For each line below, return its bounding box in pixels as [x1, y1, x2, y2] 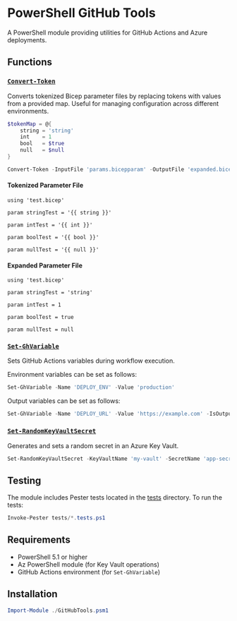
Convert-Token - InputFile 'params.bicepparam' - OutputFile [7, 166, 185, 173]
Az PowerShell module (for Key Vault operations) [17, 560, 160, 569]
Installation [7, 588, 58, 601]
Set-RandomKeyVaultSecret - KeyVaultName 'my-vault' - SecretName [7, 455, 200, 462]
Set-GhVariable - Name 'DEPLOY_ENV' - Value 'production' [7, 384, 175, 391]
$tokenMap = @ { [7, 120, 52, 128]
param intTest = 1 [7, 301, 61, 308]
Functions [7, 56, 53, 68]
